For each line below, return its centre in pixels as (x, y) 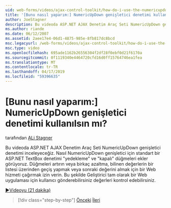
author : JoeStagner (26, 19)
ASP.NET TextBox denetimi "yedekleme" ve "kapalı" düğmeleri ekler (77, 158)
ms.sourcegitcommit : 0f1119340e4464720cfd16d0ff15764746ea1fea (74, 57)
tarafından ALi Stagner (29, 137)
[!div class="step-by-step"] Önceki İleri (59, 200)
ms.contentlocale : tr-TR (32, 67)
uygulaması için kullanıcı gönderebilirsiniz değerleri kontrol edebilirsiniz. (81, 180)
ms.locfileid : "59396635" (33, 77)
